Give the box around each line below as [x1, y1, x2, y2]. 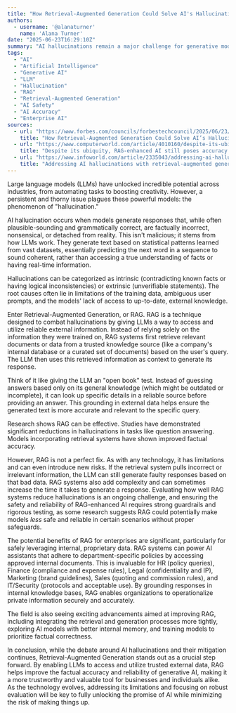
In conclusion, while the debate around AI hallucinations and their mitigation [7, 646, 227, 654]
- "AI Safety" [13, 102, 55, 109]
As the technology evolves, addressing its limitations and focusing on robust [7, 683, 228, 691]
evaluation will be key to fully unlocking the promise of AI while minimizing [7, 690, 223, 699]
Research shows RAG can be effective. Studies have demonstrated [7, 419, 202, 428]
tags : [7, 50, 23, 57]
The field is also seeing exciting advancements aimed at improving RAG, [7, 609, 216, 618]
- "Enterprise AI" [13, 115, 68, 122]
